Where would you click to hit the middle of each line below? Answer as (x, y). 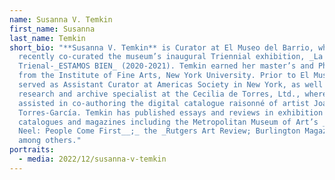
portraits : (32, 150)
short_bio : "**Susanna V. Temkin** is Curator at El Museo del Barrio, (161, 47)
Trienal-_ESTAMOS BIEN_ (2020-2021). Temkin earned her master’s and (166, 66)
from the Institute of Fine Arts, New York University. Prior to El (164, 76)
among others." (50, 141)
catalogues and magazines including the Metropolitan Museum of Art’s (168, 122)
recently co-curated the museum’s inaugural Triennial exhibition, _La (171, 57)
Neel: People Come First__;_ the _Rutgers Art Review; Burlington (159, 131)
